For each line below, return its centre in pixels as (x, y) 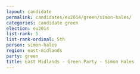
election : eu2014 (28, 28)
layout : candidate (29, 12)
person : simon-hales (32, 45)
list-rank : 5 (22, 34)
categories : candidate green (42, 23)
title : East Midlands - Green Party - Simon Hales (70, 61)
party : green (22, 56)
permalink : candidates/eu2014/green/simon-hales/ (69, 17)
